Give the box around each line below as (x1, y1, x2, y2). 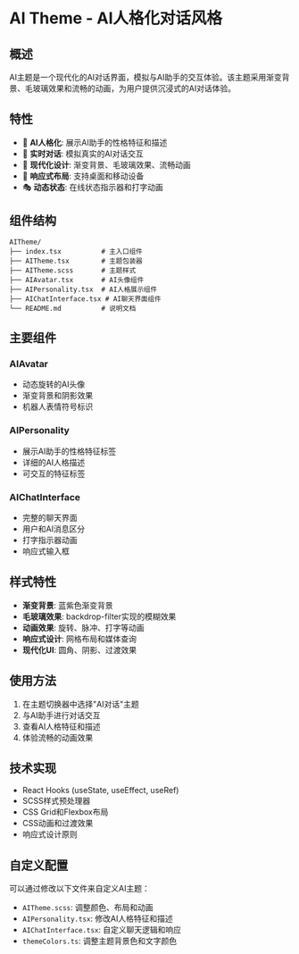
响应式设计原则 (21, 829, 78, 840)
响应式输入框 (21, 546, 70, 556)
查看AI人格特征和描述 (21, 721, 101, 732)
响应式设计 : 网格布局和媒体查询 (21, 633, 137, 644)
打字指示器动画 (21, 534, 78, 545)
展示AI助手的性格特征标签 (21, 446, 117, 456)
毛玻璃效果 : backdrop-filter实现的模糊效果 (21, 611, 177, 622)
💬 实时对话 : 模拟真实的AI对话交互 (21, 148, 145, 159)
